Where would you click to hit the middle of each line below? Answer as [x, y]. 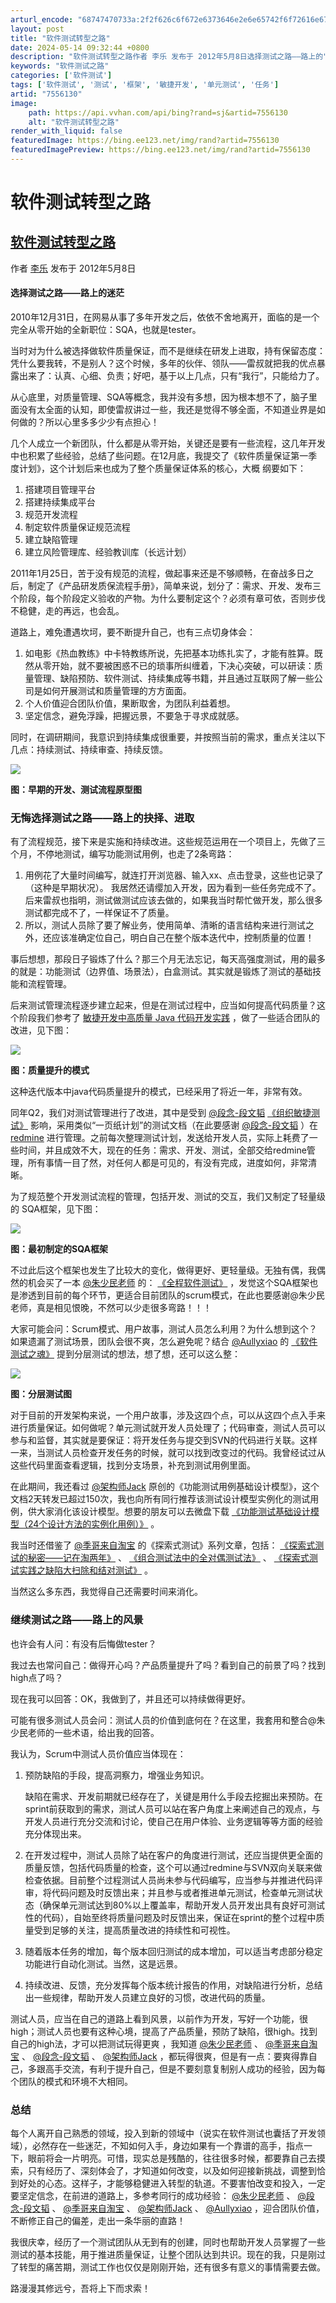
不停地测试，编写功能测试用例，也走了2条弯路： [135, 854]
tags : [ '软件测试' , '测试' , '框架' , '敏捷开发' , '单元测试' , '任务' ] [145, 85]
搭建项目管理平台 [60, 490]
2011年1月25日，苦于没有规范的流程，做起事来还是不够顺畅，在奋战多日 [158, 573]
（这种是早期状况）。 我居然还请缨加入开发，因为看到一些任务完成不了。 [173, 888]
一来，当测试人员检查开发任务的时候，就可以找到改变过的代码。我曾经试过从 [168, 1453]
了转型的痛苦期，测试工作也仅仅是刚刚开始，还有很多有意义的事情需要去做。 [168, 2267]
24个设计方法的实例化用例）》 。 [93, 1524]
